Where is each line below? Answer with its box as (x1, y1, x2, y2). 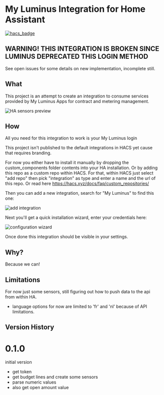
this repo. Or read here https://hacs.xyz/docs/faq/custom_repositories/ (5, 180, 149, 186)
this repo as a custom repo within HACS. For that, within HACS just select (5, 170, 154, 176)
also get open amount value (12, 385, 69, 391)
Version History (5, 323, 54, 332)
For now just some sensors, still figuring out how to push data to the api (5, 289, 150, 295)
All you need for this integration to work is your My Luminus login (5, 135, 137, 141)
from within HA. (5, 294, 37, 300)
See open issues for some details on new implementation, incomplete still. (5, 65, 156, 71)
